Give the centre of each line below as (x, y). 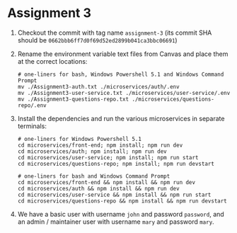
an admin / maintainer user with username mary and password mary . (116, 222)
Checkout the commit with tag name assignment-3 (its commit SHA (115, 33)
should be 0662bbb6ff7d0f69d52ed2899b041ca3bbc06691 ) (98, 40)
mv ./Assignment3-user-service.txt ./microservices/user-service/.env (124, 93)
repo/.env (32, 105)
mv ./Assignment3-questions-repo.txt (73, 99)
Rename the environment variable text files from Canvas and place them (123, 54)
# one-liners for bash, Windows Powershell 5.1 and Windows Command (121, 74)
